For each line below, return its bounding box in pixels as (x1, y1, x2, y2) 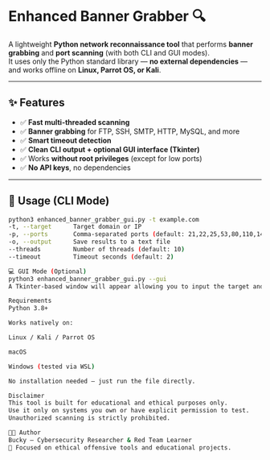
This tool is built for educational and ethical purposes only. (8, 399, 228, 408)
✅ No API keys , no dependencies (19, 163, 131, 172)
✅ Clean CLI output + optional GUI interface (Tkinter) (19, 144, 200, 154)
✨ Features (8, 96, 65, 110)
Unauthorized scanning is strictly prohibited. (8, 414, 171, 422)
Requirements (8, 296, 52, 305)
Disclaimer (8, 392, 45, 400)
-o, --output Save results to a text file (8, 238, 171, 247)
